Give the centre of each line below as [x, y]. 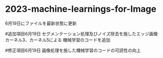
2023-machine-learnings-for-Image [81, 9]
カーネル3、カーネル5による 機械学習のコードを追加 [58, 40]
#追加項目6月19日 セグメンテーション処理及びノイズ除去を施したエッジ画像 [81, 33]
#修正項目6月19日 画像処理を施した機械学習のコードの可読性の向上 [73, 50]
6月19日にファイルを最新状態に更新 [41, 23]
